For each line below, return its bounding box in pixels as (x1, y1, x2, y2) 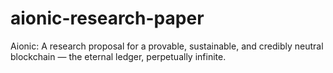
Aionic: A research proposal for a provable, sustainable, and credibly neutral (10, 40, 324, 52)
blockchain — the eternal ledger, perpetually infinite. (10, 50, 227, 62)
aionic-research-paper (10, 7, 205, 30)
